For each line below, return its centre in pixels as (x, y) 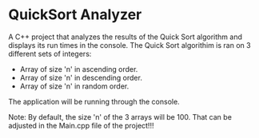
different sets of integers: (50, 53)
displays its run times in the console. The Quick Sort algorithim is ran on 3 (129, 45)
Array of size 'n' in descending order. (81, 77)
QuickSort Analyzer (75, 15)
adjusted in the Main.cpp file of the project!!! (81, 125)
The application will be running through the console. (94, 101)
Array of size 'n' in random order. (74, 86)
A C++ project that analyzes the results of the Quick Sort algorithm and (125, 37)
